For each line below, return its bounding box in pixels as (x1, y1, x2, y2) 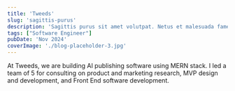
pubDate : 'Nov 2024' (7, 36, 68, 43)
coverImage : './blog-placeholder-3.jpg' (7, 42, 127, 49)
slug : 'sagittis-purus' (7, 17, 77, 24)
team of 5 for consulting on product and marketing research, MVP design (7, 69, 218, 77)
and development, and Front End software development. (7, 76, 169, 84)
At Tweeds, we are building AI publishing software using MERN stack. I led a (7, 62, 227, 69)
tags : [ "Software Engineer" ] (7, 29, 92, 37)
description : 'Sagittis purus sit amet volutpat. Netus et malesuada (7, 23, 215, 30)
